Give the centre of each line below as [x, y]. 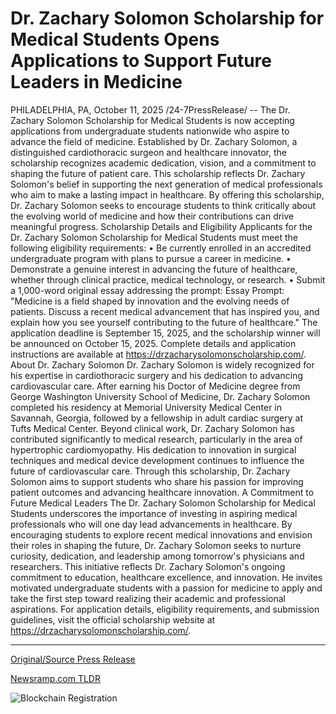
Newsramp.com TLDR [55, 678]
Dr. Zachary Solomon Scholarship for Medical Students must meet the [154, 237]
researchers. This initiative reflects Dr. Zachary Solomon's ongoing [148, 566]
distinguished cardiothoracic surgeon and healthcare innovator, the [148, 152]
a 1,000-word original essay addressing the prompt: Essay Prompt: [147, 290]
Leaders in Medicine [96, 82]
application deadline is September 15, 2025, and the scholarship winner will [165, 333]
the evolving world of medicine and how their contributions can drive [152, 216]
